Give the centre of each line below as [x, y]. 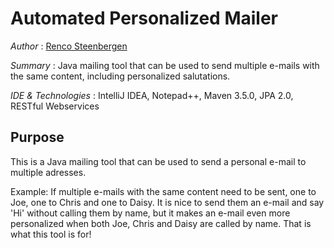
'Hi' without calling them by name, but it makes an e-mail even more [150, 213]
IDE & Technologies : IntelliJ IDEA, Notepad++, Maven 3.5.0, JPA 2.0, [152, 95]
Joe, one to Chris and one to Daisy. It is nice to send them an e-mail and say [167, 202]
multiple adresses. [48, 172]
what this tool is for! [51, 234]
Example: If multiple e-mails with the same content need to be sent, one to [163, 191]
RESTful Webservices [55, 106]
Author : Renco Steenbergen [69, 46]
